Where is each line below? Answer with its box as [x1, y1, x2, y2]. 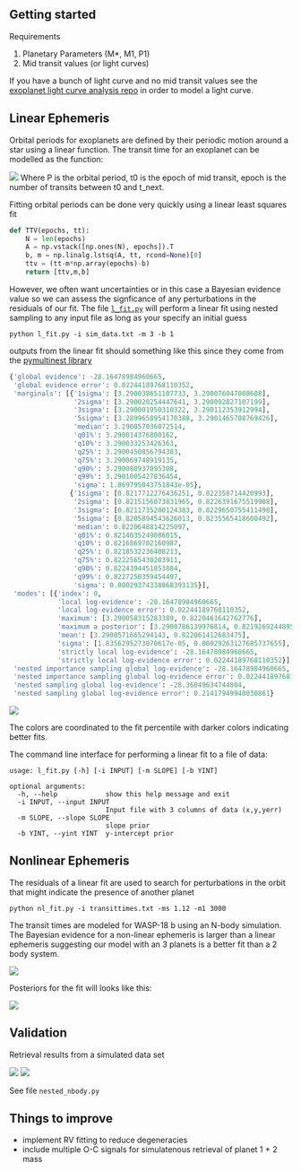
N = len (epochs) [25, 234, 87, 243]
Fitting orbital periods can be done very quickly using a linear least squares [9, 199, 288, 210]
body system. [9, 948, 60, 958]
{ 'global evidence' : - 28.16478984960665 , [9, 372, 167, 381]
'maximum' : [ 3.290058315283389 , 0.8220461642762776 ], [56, 614, 262, 623]
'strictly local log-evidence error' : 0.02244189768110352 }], [56, 655, 295, 664]
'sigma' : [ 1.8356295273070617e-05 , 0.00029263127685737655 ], [56, 638, 291, 648]
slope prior [105, 821, 150, 830]
